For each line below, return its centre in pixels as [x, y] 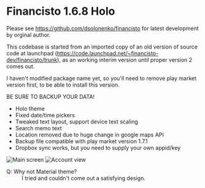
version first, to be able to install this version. [63, 85]
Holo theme [30, 108]
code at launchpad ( [32, 53]
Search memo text [38, 128]
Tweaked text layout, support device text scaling [76, 122]
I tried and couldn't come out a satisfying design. [84, 178]
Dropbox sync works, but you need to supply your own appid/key [98, 147]
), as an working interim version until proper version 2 [125, 60]
